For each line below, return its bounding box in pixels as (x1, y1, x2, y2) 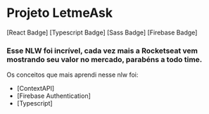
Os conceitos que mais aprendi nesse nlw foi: (6, 70, 139, 79)
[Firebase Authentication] (16, 91, 91, 100)
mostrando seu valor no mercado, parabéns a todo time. (6, 54, 203, 64)
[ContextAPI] (16, 84, 55, 93)
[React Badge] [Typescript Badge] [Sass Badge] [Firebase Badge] (6, 28, 198, 37)
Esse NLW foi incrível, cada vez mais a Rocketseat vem (6, 46, 198, 56)
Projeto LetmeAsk (6, 5, 113, 21)
